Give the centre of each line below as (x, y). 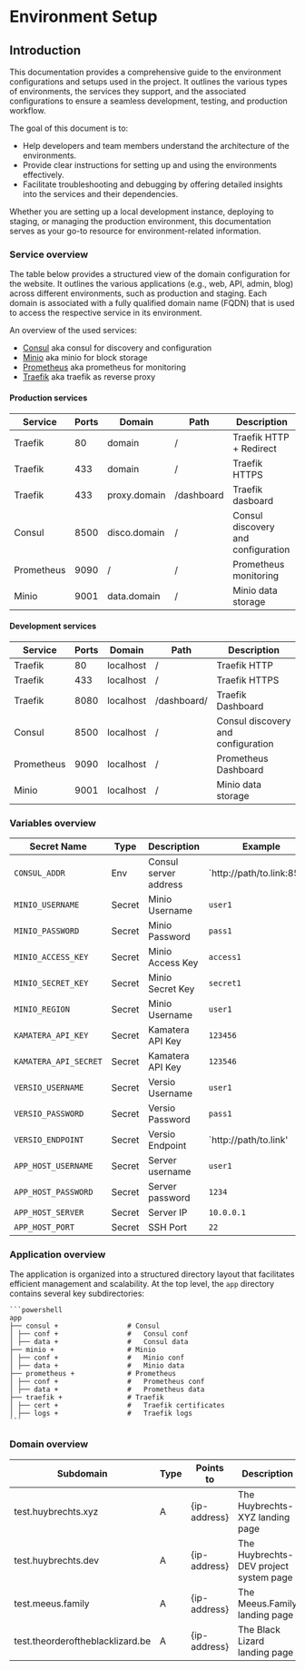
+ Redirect (255, 449)
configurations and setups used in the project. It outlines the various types (148, 82)
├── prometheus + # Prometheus (93, 1374)
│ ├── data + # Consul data (99, 1342)
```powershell (36, 1310)
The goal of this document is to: (69, 128)
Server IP (168, 1212)
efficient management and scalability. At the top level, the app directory (142, 1284)
